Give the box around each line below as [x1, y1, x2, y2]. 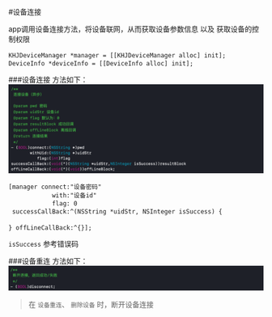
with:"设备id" [51, 192, 97, 200]
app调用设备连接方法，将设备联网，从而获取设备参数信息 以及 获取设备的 [8, 24, 253, 34]
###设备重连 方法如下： [8, 256, 88, 266]
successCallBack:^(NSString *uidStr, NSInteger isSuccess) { [11, 208, 223, 216]
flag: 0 [51, 200, 79, 208]
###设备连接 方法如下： [8, 75, 88, 84]
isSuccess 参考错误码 [8, 239, 79, 249]
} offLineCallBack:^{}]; [8, 224, 92, 232]
